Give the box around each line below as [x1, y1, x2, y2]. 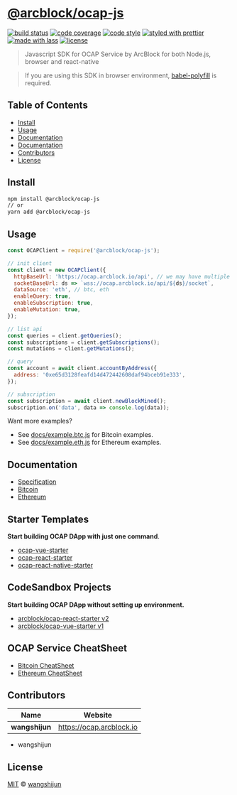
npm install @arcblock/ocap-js [7, 195, 100, 202]
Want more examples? [7, 417, 72, 426]
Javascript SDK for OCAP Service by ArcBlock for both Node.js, [24, 50, 211, 58]
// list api [7, 325, 43, 332]
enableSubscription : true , [13, 300, 94, 307]
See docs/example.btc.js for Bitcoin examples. [17, 431, 154, 439]
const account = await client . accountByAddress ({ [7, 364, 158, 372]
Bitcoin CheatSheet [17, 661, 75, 669]
